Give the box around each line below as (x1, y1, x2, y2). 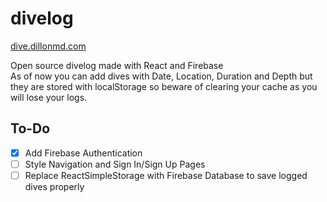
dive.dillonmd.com (10, 40, 87, 52)
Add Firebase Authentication (24, 147, 143, 159)
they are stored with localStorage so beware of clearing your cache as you (10, 80, 318, 92)
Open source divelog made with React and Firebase (10, 59, 224, 71)
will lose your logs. (10, 91, 88, 103)
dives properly (24, 180, 85, 192)
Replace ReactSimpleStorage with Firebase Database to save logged (24, 169, 308, 181)
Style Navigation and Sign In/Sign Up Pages (24, 158, 206, 170)
